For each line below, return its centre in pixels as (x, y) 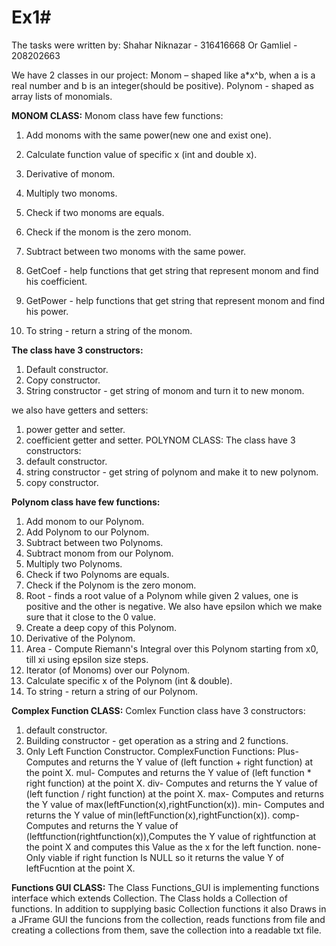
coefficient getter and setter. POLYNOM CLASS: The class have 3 (160, 440)
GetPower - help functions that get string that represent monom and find (175, 300)
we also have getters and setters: (80, 410)
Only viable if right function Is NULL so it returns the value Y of (155, 857)
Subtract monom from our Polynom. (99, 553)
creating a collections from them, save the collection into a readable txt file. (166, 930)
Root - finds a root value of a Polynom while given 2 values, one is (162, 595)
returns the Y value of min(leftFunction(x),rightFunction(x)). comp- (162, 815)
